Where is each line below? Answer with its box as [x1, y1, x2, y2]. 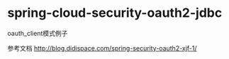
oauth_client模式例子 [7, 29, 68, 37]
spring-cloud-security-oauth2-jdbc [7, 5, 223, 21]
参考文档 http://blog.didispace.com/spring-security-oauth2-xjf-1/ [7, 44, 197, 52]
